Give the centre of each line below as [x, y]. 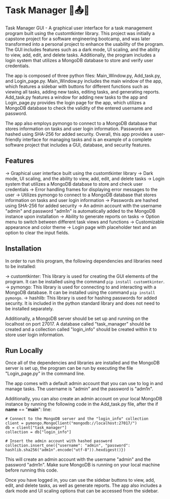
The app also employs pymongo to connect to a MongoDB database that [81, 123]
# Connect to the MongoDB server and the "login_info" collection [77, 419]
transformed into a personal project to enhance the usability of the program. [85, 44]
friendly [13, 139]
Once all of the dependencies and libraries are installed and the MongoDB [82, 363]
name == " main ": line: [29, 409]
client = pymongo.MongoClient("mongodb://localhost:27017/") [71, 423]
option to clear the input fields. [37, 232]
